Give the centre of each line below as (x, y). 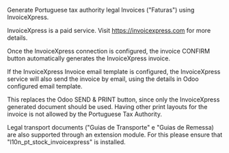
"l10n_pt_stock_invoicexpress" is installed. (67, 142)
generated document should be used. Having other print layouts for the (107, 107)
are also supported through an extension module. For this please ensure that (115, 134)
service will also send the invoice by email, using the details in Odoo (103, 79)
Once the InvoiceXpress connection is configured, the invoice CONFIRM (109, 51)
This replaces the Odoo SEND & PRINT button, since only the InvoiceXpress (113, 99)
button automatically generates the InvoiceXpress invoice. (89, 58)
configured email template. (45, 86)
